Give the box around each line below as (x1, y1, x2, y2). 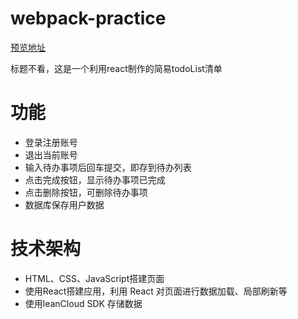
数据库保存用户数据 (24, 198, 105, 211)
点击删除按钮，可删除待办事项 (24, 186, 148, 198)
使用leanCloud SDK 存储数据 (24, 297, 143, 309)
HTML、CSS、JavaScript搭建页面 (24, 272, 165, 284)
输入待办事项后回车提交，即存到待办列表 (24, 161, 192, 173)
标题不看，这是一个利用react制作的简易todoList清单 (10, 62, 223, 74)
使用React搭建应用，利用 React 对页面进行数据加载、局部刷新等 (24, 285, 288, 297)
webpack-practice (10, 7, 167, 30)
